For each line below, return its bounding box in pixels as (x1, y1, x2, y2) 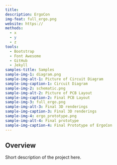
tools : (5, 44, 19, 49)
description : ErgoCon (5, 12, 50, 17)
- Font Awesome (9, 53, 41, 59)
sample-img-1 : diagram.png (5, 72, 61, 77)
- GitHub (9, 58, 28, 63)
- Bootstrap (9, 49, 35, 54)
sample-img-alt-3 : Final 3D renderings (5, 104, 88, 109)
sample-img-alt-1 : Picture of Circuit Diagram (5, 77, 104, 82)
